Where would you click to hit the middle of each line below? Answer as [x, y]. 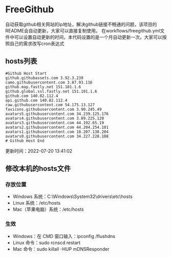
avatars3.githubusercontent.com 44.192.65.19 [55, 123]
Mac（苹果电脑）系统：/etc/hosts [48, 209]
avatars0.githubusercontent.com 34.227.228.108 [57, 136]
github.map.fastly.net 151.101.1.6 [43, 87]
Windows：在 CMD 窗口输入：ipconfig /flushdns [64, 236]
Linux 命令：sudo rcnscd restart [47, 243]
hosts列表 [21, 61]
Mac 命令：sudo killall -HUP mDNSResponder [61, 249]
